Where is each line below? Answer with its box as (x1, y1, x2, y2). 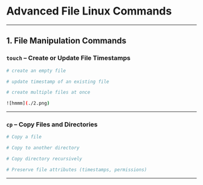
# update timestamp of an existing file (6, 79, 110, 85)
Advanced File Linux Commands (6, 4, 172, 18)
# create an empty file (6, 68, 66, 74)
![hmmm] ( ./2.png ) (6, 100, 50, 106)
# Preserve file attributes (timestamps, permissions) (6, 167, 147, 173)
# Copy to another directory (6, 145, 80, 151)
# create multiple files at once (6, 89, 91, 96)
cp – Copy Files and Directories (6, 120, 98, 129)
